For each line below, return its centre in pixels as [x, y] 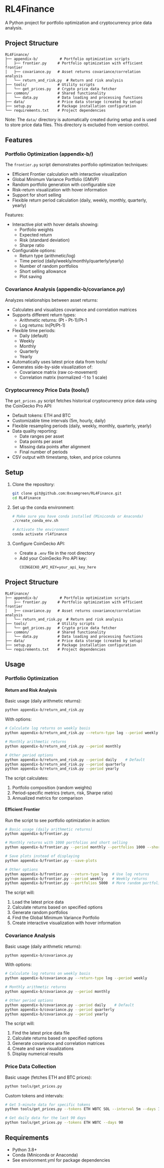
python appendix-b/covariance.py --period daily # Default [70, 1005]
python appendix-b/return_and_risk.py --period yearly [62, 769]
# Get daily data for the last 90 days [46, 1118]
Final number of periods [43, 452]
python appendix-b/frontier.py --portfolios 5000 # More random [73, 883]
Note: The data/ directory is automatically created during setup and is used [81, 119]
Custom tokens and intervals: [34, 1095]
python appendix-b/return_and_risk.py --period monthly [63, 746]
